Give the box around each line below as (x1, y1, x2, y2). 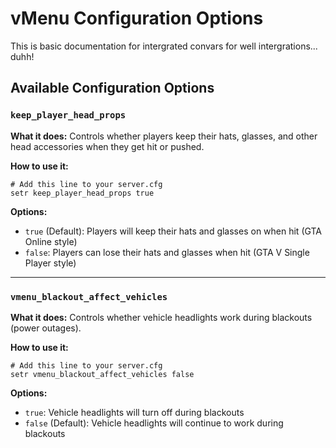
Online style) (24, 235, 78, 247)
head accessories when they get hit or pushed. (10, 140, 205, 152)
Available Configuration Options (10, 80, 215, 97)
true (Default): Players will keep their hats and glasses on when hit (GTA (24, 225, 323, 237)
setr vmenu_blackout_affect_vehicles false (10, 369, 195, 379)
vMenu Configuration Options (10, 7, 264, 30)
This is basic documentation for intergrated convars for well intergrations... (10, 40, 318, 52)
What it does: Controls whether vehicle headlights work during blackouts (10, 311, 313, 323)
